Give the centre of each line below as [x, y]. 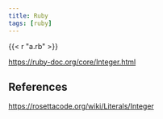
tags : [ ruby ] [30, 23]
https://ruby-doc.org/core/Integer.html [72, 62]
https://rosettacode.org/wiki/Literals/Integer [81, 106]
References [38, 86]
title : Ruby [28, 16]
